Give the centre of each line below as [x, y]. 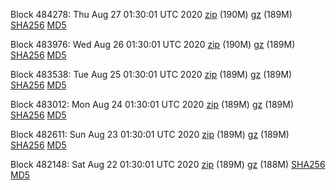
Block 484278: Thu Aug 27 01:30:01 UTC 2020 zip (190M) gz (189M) [151, 14]
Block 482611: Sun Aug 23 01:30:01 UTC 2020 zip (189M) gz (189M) [150, 134]
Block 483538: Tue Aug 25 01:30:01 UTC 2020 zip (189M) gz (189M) [151, 74]
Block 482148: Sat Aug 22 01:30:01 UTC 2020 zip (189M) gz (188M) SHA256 [168, 164]
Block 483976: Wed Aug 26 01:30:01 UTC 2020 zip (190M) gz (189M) [153, 44]
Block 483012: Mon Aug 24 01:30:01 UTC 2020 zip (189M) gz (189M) [152, 104]
